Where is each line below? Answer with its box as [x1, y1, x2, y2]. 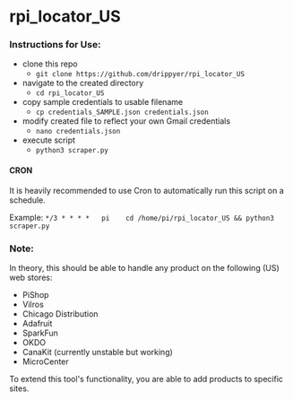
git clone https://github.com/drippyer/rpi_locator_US [35, 70, 245, 79]
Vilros [22, 299, 45, 309]
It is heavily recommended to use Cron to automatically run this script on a [9, 185, 284, 196]
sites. [9, 383, 30, 394]
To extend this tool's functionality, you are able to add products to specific [9, 373, 284, 384]
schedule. [9, 195, 47, 205]
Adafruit [22, 318, 53, 328]
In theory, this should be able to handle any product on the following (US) [9, 262, 280, 273]
